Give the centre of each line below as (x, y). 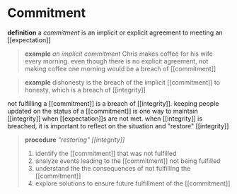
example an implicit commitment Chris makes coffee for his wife (119, 54)
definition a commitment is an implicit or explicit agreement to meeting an (115, 32)
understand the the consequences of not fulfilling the (113, 168)
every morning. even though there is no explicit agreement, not (116, 61)
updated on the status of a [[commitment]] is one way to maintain (103, 111)
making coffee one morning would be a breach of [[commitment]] (120, 68)
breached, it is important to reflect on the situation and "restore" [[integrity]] (118, 126)
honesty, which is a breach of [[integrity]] (85, 90)
